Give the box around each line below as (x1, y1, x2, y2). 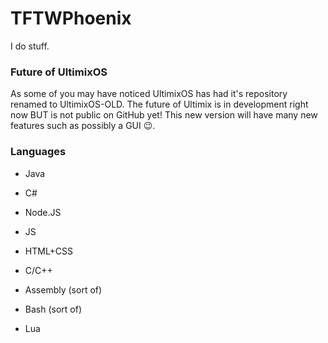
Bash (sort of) (24, 303, 83, 315)
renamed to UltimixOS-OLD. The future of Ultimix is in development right (10, 98, 309, 111)
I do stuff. (10, 40, 50, 52)
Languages (10, 145, 67, 159)
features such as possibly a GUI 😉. (10, 120, 156, 132)
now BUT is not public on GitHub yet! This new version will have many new (10, 109, 318, 121)
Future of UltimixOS (10, 65, 108, 79)
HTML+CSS (24, 245, 74, 257)
